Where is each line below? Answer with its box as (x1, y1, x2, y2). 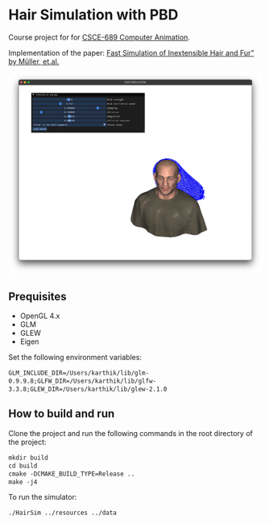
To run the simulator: (8, 492, 77, 501)
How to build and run (8, 407, 115, 421)
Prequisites (8, 289, 67, 304)
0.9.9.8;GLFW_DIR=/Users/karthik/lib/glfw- (8, 377, 157, 385)
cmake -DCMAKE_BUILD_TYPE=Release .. (8, 470, 135, 478)
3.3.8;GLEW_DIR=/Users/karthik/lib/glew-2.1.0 (8, 385, 168, 393)
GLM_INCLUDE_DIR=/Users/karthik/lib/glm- (8, 369, 150, 377)
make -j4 (8, 478, 38, 486)
